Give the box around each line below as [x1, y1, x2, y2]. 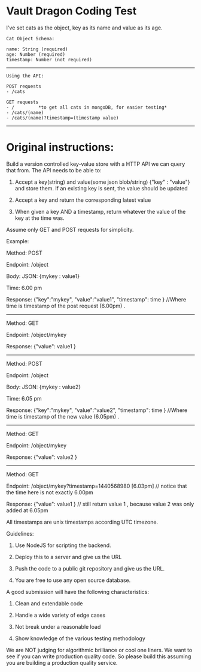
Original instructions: [6, 141, 114, 154]
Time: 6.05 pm [6, 395, 42, 402]
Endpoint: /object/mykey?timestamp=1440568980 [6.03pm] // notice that [6, 482, 187, 489]
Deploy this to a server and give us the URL [14, 553, 122, 560]
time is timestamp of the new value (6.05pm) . [6, 413, 120, 420]
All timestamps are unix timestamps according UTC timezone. [6, 518, 159, 525]
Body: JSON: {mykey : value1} [6, 272, 80, 280]
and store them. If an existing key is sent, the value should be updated [14, 184, 188, 192]
